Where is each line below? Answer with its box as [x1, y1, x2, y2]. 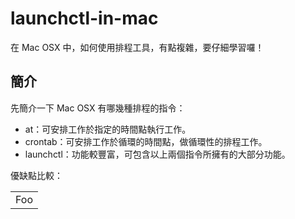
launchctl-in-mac [10, 7, 159, 30]
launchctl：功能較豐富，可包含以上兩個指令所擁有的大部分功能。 [24, 148, 291, 160]
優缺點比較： [10, 169, 63, 181]
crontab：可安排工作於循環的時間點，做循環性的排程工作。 [24, 135, 268, 147]
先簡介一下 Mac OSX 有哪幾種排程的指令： [10, 102, 186, 114]
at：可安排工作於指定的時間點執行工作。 [24, 123, 192, 135]
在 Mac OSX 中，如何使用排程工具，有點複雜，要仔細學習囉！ [10, 41, 265, 53]
